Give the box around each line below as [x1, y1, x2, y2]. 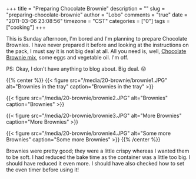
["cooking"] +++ [6, 24, 46, 31]
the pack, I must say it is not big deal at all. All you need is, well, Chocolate [6, 48, 187, 55]
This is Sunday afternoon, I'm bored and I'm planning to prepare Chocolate [6, 35, 187, 42]
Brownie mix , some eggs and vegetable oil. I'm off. [6, 54, 129, 61]
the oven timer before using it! [6, 166, 79, 173]
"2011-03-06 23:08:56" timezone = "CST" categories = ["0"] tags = [6, 18, 170, 24]
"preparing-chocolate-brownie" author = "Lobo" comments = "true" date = [6, 11, 188, 18]
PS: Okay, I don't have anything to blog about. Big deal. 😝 [6, 65, 147, 72]
